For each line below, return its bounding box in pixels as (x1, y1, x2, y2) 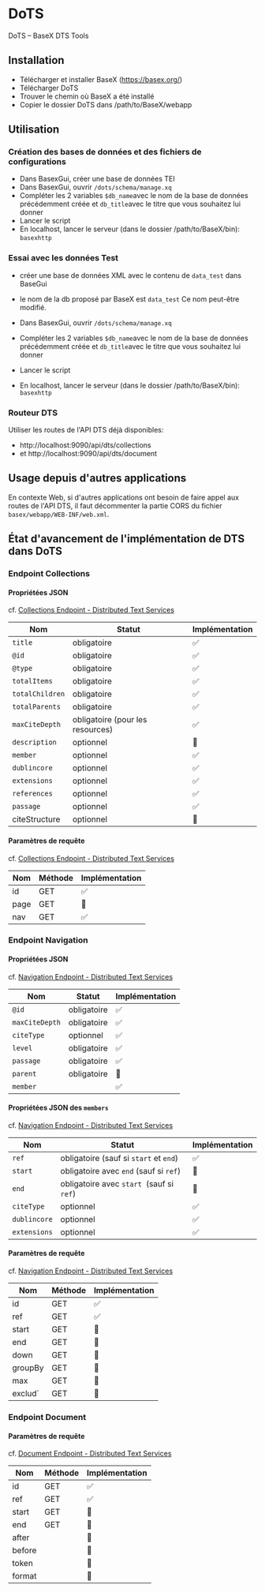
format (12, 1571, 37, 1582)
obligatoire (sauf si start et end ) (60, 1152, 179, 1163)
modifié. (19, 302, 47, 312)
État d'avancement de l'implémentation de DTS (8, 532, 245, 545)
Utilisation (8, 123, 60, 137)
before (12, 1545, 37, 1556)
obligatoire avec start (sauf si (60, 1178, 174, 1189)
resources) (72, 724, 113, 735)
